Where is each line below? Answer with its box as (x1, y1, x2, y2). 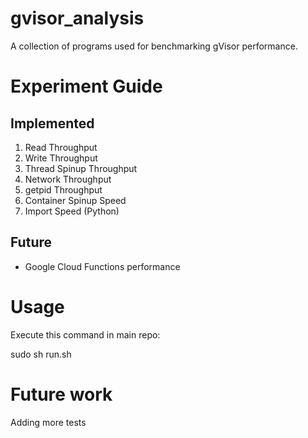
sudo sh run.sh (10, 348, 72, 360)
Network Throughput (24, 173, 112, 185)
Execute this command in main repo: (10, 328, 161, 341)
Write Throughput (24, 152, 98, 164)
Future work (10, 383, 113, 406)
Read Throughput (24, 141, 98, 153)
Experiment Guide (10, 75, 163, 98)
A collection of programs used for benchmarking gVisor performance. (10, 40, 298, 52)
